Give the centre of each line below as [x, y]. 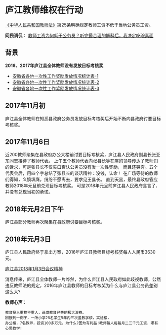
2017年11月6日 [27, 142]
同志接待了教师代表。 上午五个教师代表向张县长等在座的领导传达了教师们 [83, 161]
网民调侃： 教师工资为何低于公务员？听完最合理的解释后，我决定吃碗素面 [79, 35]
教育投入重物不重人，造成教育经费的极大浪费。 [46, 313]
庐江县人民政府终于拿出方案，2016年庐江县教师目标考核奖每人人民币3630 [80, 252]
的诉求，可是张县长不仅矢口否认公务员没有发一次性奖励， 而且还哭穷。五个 [82, 167]
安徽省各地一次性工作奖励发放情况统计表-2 [56, 82]
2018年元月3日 [28, 239]
